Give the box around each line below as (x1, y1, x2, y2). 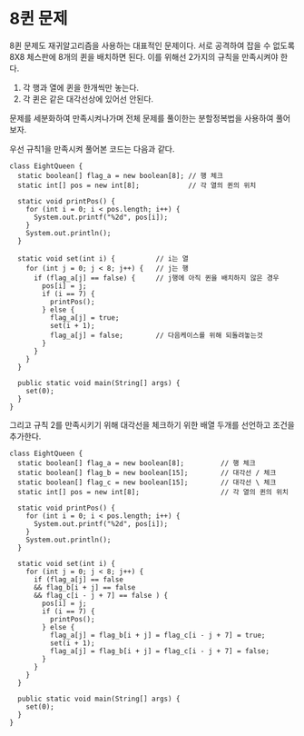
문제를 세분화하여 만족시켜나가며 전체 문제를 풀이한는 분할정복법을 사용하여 (9, 113, 274, 124)
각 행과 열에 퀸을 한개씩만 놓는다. (22, 82, 139, 93)
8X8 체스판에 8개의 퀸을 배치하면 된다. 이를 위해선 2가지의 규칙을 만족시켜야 (9, 51, 279, 62)
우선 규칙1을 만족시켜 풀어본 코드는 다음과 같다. (9, 143, 175, 154)
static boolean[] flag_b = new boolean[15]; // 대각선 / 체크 (17, 468, 277, 477)
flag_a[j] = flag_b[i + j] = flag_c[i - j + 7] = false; (49, 646, 270, 655)
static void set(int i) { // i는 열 (17, 254, 189, 264)
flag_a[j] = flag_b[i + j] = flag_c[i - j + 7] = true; (49, 631, 266, 640)
